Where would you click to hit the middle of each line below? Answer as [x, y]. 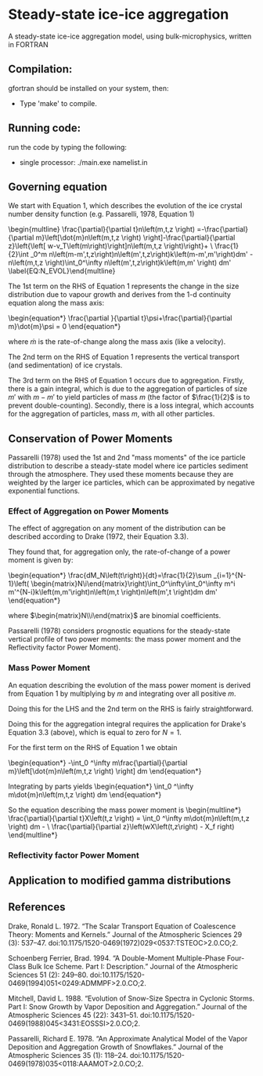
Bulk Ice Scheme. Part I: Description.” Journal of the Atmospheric [133, 966]
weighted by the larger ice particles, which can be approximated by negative [131, 483]
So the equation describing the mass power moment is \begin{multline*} [124, 810]
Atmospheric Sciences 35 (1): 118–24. [68, 1055]
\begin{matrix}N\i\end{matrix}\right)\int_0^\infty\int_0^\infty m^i [133, 584]
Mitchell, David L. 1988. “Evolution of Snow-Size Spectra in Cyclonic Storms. [131, 998]
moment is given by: [41, 560]
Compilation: [40, 70]
